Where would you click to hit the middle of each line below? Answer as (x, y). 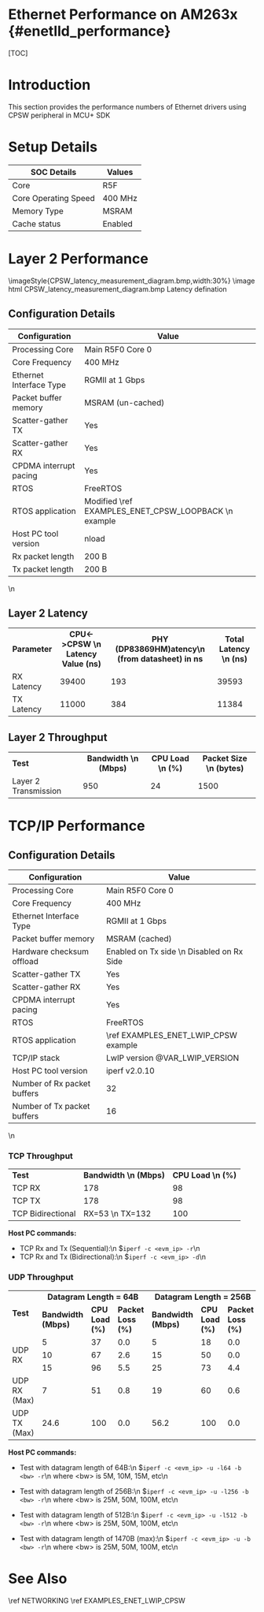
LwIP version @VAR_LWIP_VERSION (172, 1058)
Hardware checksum (50, 951)
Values (120, 172)
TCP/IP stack (36, 1058)
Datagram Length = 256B (203, 1297)
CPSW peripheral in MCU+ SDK (59, 115)
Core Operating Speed (54, 198)
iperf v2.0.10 (130, 1071)
